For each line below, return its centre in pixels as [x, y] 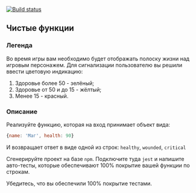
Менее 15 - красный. [42, 96]
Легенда [20, 45]
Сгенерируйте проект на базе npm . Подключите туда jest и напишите [95, 159]
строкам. [18, 171]
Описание [22, 112]
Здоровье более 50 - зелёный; [55, 83]
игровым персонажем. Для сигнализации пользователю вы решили [94, 65]
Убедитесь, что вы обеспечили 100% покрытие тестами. [79, 183]
